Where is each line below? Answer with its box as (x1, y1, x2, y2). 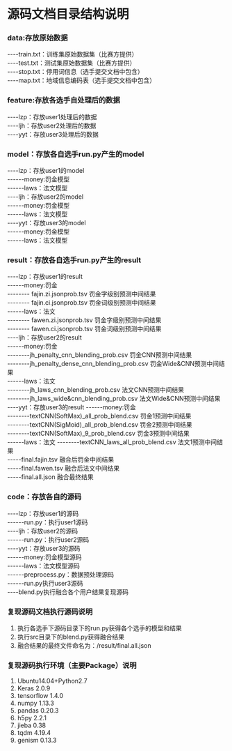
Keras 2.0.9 (17, 684, 51, 692)
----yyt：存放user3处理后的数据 (7, 130, 99, 138)
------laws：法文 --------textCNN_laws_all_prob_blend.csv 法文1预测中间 (7, 438, 217, 446)
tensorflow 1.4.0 (17, 692, 64, 700)
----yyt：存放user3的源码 (7, 544, 81, 552)
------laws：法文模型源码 (7, 561, 80, 570)
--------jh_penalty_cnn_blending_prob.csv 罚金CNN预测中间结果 (7, 351, 192, 359)
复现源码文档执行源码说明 (7, 607, 93, 616)
